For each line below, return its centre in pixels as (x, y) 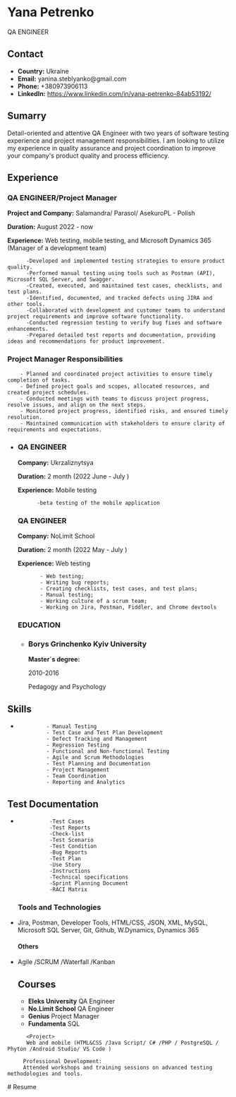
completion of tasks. (39, 380)
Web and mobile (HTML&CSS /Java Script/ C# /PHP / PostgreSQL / (122, 1043)
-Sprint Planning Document (89, 883)
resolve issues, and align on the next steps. (77, 405)
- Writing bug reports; (75, 583)
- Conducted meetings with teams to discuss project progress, (115, 399)
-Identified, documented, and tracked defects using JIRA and (119, 298)
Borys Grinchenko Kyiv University (87, 644)
